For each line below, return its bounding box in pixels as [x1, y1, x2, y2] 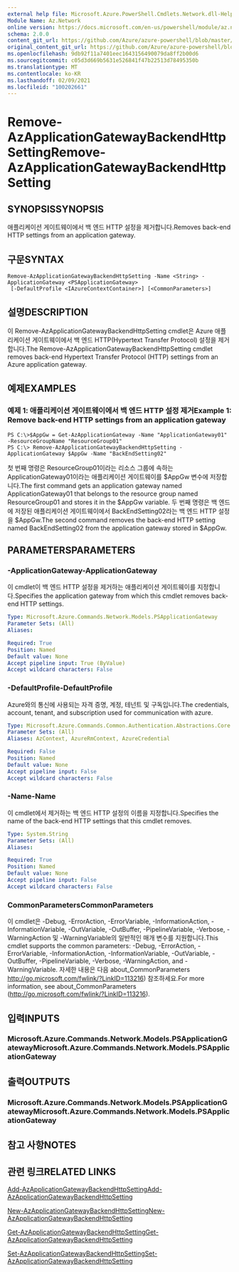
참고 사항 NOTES [7, 1139, 77, 1151]
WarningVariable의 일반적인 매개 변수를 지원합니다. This [63, 934, 219, 942]
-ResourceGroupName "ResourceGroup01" [7, 437, 122, 444]
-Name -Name [7, 791, 56, 801]
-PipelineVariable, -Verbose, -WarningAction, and [38, 957, 184, 965]
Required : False [7, 748, 55, 755]
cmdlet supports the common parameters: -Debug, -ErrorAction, [7, 942, 197, 950]
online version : [7, 24, 55, 31]
